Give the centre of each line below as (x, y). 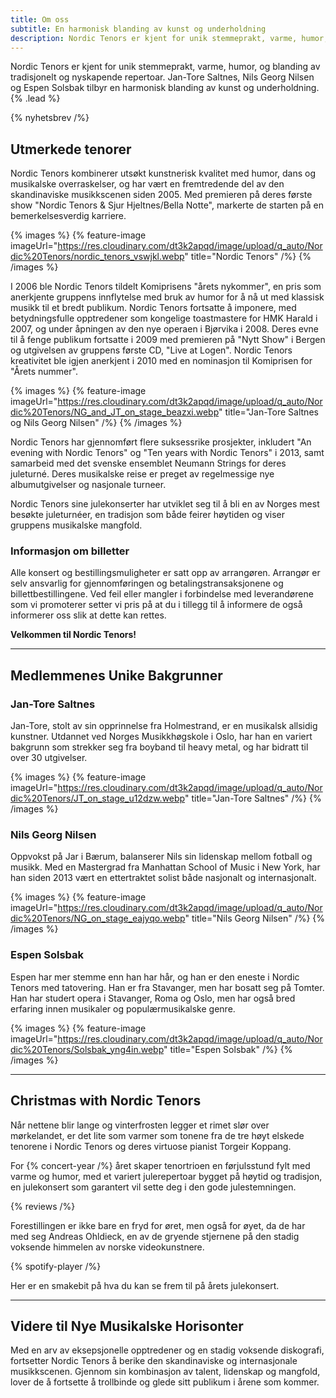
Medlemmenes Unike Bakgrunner (116, 675)
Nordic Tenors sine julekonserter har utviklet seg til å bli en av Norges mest (165, 504)
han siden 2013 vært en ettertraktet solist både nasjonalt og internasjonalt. (163, 878)
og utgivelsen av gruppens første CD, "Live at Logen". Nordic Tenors (151, 350)
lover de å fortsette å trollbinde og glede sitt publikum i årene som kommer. (165, 1382)
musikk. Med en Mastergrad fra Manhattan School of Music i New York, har (165, 867)
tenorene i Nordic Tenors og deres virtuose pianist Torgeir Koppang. (151, 1146)
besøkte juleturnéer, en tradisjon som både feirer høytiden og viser (148, 515)
